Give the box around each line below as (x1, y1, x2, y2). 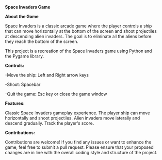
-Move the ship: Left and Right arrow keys (5, 72, 89, 78)
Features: (5, 100, 25, 106)
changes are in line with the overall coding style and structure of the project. (5, 150, 158, 155)
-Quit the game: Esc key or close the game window (5, 91, 107, 97)
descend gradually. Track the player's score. (5, 120, 94, 126)
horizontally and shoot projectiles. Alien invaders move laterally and (5, 115, 140, 121)
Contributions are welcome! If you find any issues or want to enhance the (5, 139, 152, 145)
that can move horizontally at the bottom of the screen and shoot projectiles (5, 28, 157, 34)
